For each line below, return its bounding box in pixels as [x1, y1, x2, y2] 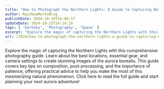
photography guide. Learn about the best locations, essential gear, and [5, 53, 148, 58]
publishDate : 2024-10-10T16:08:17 [5, 16, 76, 21]
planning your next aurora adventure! [5, 78, 80, 84]
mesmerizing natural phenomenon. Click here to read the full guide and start [5, 73, 159, 79]
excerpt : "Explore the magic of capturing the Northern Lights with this [5, 30, 159, 35]
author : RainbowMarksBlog [5, 12, 58, 17]
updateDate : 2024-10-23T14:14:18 [5, 20, 73, 26]
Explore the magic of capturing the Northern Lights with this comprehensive [5, 47, 158, 53]
